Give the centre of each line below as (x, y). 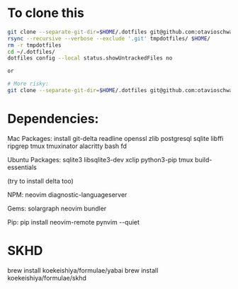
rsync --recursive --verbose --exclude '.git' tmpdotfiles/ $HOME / (109, 38)
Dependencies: (53, 119)
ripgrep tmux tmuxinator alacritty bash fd (67, 146)
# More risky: (28, 84)
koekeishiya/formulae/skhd (47, 278)
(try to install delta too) (40, 181)
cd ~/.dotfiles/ (31, 52)
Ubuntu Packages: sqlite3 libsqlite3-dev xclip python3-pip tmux (100, 159)
